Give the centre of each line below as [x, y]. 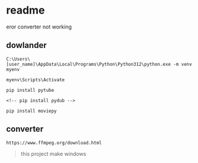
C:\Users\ [18, 59]
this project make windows [53, 154]
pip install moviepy [32, 111]
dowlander [26, 45]
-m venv [183, 64]
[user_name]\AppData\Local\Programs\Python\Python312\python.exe [88, 64]
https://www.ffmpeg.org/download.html [54, 143]
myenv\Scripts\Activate [36, 80]
